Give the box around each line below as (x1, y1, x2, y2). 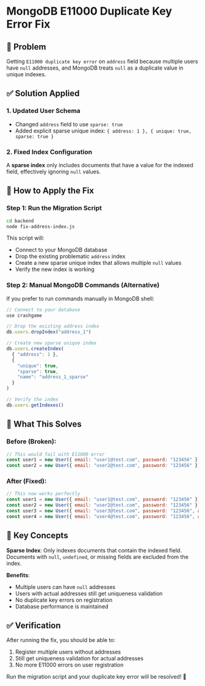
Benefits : (6, 571, 31, 579)
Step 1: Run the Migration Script (6, 204, 102, 212)
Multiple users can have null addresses (15, 583, 116, 590)
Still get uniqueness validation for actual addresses (15, 655, 144, 662)
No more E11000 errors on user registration (15, 661, 124, 669)
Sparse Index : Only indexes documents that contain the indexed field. (6, 546, 182, 554)
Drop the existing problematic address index (15, 253, 126, 260)
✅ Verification (6, 621, 61, 631)
